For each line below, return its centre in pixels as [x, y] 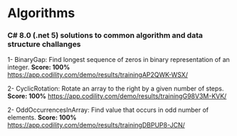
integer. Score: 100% [39, 67]
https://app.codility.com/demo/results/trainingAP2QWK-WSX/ [98, 75]
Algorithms [41, 13]
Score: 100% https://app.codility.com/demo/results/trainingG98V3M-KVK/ [117, 96]
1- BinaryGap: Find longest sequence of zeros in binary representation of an [118, 60]
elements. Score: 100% [42, 117]
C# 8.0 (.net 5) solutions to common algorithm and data [105, 36]
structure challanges [44, 44]
